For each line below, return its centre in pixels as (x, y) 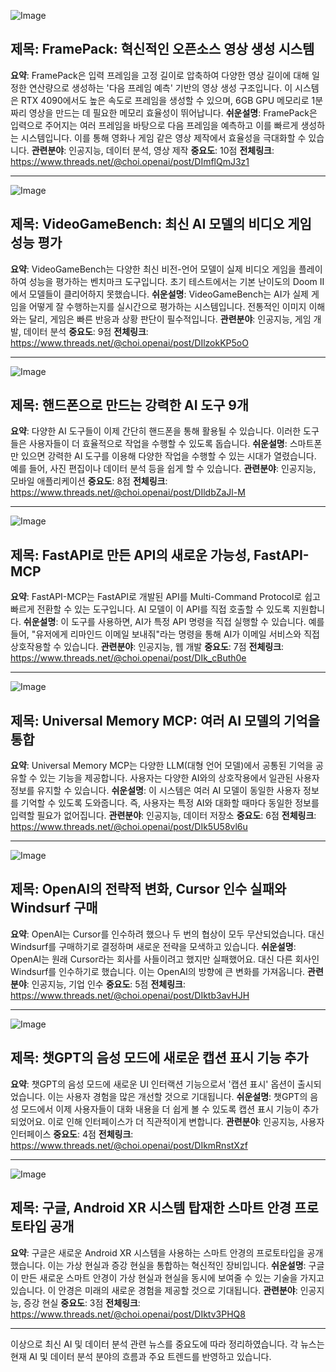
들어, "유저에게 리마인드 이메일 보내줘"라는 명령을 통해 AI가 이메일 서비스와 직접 (165, 634)
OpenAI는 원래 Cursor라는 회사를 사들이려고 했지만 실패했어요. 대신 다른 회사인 (165, 959)
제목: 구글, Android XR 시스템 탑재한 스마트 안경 (151, 1208)
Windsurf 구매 (54, 908)
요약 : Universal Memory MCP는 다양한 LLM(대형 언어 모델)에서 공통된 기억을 (162, 766)
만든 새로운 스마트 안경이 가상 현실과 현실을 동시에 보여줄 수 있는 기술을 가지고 (172, 1277)
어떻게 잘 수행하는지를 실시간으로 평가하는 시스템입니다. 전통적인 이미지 (167, 306)
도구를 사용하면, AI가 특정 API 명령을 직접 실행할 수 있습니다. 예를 (198, 622)
